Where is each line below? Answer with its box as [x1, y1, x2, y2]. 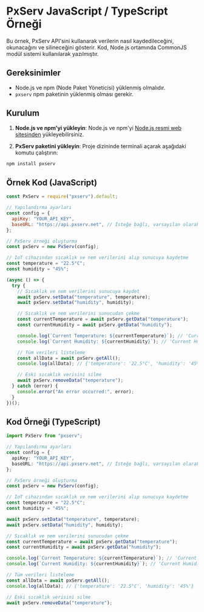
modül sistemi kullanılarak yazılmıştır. [6, 50, 99, 57]
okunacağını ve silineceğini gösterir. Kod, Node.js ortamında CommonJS [6, 44, 187, 51]
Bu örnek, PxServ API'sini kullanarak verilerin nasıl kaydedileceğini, [6, 37, 174, 44]
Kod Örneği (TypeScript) [6, 416, 101, 427]
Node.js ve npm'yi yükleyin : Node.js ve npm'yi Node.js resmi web [15, 124, 182, 131]
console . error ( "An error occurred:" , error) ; [17, 388, 135, 394]
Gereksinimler [6, 68, 61, 78]
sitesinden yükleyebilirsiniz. [15, 131, 84, 138]
